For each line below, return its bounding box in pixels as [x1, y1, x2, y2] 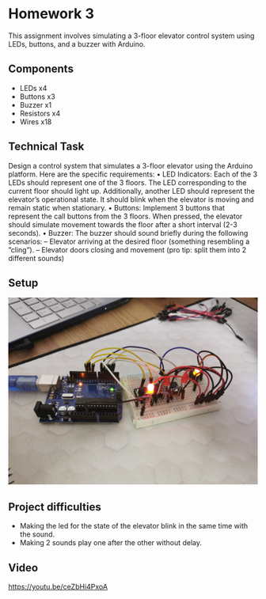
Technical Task [8, 140, 85, 154]
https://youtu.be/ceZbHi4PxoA [8, 582, 108, 591]
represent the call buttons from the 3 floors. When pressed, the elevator [8, 211, 243, 221]
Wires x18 [19, 116, 52, 127]
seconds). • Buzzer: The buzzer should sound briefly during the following [8, 228, 249, 237]
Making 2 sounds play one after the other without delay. [19, 538, 202, 548]
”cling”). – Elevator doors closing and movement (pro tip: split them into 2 [8, 245, 247, 254]
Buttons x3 [19, 92, 55, 101]
